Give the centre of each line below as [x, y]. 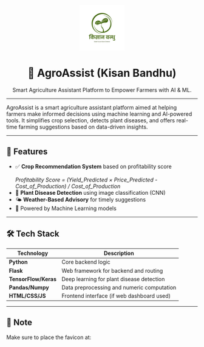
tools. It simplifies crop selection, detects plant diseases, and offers [90, 120]
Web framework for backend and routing [112, 270]
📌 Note [19, 322]
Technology [33, 253]
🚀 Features [27, 152]
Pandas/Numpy [29, 287]
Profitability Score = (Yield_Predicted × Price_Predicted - [86, 180]
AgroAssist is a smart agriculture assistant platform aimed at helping [92, 107]
